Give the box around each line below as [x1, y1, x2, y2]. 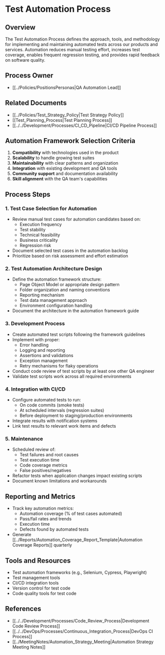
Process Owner [5, 72, 54, 80]
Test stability [19, 227, 46, 233]
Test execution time [19, 457, 60, 463]
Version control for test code [12, 585, 70, 591]
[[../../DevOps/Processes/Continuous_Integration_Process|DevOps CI [12, 628, 153, 634]
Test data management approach [19, 297, 87, 303]
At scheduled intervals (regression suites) [19, 407, 104, 413]
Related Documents [5, 99, 67, 107]
